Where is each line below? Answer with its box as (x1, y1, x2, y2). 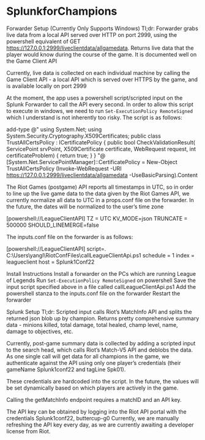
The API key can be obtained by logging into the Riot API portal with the (6, 407, 187, 415)
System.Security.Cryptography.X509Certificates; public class (6, 132, 161, 139)
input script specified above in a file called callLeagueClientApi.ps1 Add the (6, 283, 196, 290)
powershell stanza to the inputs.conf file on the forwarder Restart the (6, 289, 181, 297)
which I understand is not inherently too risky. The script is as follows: (6, 114, 182, 121)
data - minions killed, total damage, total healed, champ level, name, (6, 321, 179, 328)
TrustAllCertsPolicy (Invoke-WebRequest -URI (6, 165, 122, 172)
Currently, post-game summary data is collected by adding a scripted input (6, 339, 196, 347)
